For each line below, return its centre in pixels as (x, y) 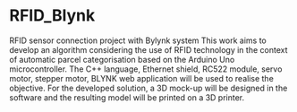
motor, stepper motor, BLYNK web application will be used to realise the (142, 78)
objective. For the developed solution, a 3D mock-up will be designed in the (148, 88)
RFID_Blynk (52, 16)
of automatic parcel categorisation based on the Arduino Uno (122, 59)
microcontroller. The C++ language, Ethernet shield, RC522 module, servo (146, 69)
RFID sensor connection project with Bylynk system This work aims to (138, 40)
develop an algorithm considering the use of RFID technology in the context (148, 49)
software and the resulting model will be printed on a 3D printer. (127, 97)
